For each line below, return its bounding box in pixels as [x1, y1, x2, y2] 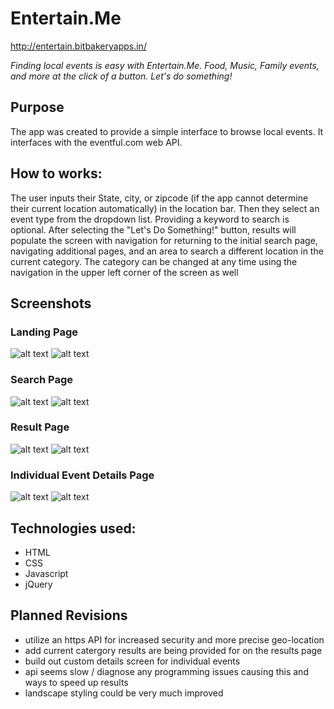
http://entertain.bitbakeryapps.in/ [10, 40, 147, 52]
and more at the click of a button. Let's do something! [10, 70, 233, 82]
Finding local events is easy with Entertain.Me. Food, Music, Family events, [10, 59, 320, 71]
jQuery [24, 578, 53, 590]
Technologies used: [10, 520, 137, 537]
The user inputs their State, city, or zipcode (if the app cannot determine [10, 192, 309, 204]
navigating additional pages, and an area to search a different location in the [10, 245, 324, 257]
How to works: [10, 165, 103, 182]
